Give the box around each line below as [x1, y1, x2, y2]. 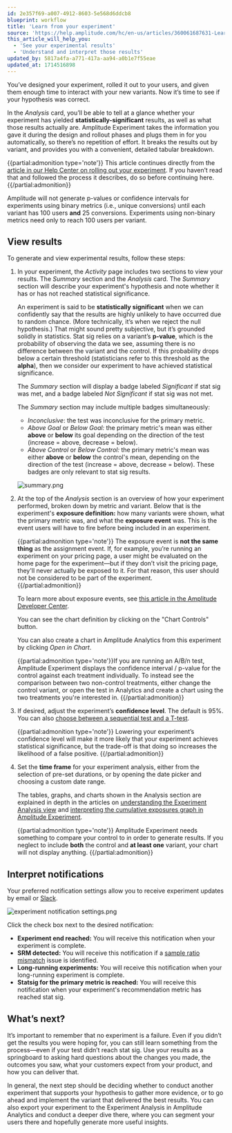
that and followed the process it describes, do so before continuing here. [7, 173, 215, 182]
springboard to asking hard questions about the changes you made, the [7, 1054, 211, 1062]
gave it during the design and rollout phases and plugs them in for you [7, 130, 207, 139]
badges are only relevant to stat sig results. [27, 467, 151, 476]
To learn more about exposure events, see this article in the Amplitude [17, 594, 217, 603]
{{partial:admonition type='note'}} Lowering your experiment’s [17, 728, 195, 736]
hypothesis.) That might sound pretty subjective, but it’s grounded [17, 325, 206, 333]
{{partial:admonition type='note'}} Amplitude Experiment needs [17, 826, 198, 835]
